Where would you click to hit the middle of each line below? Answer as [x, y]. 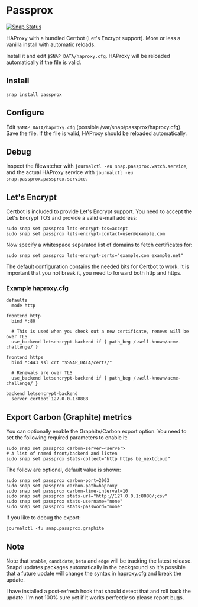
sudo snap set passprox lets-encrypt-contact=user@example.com [86, 234]
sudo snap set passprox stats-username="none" [64, 502]
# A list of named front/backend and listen [62, 454]
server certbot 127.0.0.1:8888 [50, 399]
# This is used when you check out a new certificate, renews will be [100, 332]
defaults [17, 301]
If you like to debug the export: [43, 518]
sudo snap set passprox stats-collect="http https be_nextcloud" [88, 459]
